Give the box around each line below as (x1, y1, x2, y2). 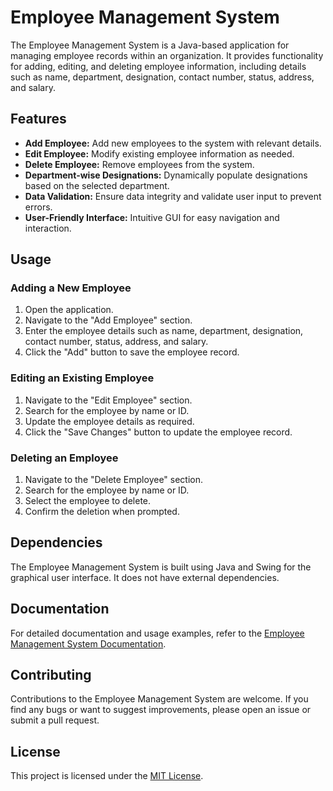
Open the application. (24, 304, 114, 316)
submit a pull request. (10, 714, 100, 726)
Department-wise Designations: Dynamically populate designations (24, 169, 308, 181)
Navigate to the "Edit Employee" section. (24, 394, 193, 406)
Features (10, 111, 67, 128)
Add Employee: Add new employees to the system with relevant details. (24, 137, 322, 149)
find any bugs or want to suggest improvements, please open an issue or (10, 704, 312, 716)
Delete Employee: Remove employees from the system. (24, 158, 255, 170)
